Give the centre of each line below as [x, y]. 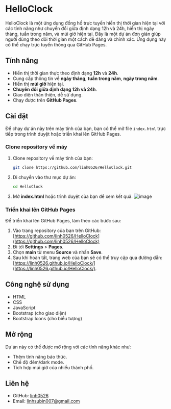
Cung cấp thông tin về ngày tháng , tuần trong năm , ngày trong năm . [86, 78]
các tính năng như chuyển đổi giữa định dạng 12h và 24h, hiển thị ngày [80, 28]
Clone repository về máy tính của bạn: [53, 158]
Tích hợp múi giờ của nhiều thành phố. [53, 367]
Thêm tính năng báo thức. [40, 356]
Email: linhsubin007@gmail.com [46, 401]
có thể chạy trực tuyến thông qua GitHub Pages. [56, 44]
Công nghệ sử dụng [37, 284]
